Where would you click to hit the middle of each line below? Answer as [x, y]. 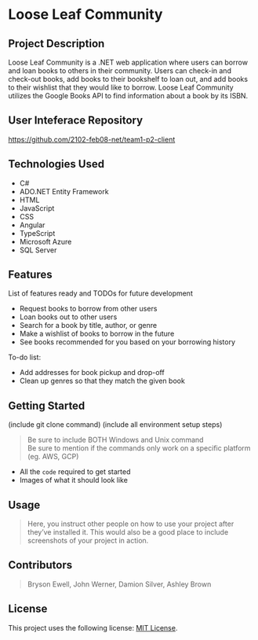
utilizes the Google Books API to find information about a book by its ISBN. [128, 96]
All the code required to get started [75, 472]
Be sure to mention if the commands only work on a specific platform [139, 448]
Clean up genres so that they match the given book [102, 381]
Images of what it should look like [73, 480]
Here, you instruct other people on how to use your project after [131, 524]
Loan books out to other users [68, 317]
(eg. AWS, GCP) [53, 457]
